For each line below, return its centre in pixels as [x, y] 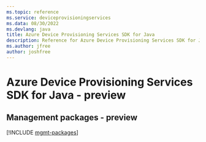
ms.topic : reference [33, 12]
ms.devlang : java [29, 29]
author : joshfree [29, 52]
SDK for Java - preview [66, 95]
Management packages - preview [72, 118]
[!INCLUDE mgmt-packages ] [42, 132]
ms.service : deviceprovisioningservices [59, 18]
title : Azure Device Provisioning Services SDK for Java [81, 35]
